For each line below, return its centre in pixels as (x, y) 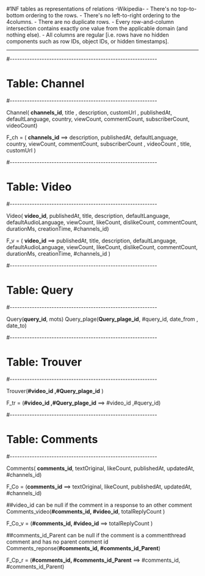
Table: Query (40, 290)
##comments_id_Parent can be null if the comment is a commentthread (96, 535)
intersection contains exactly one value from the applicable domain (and (97, 28)
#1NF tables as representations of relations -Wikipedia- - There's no (92, 9)
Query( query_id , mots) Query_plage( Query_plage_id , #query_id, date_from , (102, 319)
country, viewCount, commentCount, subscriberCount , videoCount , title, (99, 144)
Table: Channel (45, 84)
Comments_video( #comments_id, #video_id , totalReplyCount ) (86, 511)
